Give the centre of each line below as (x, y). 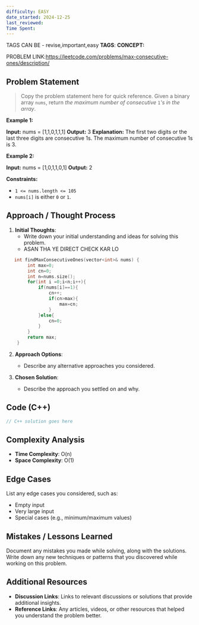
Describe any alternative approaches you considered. (89, 365)
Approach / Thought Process (61, 216)
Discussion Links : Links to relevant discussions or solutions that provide (104, 596)
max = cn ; (69, 304)
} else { (46, 315)
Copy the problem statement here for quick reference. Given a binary (105, 96)
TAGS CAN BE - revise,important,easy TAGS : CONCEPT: (75, 45)
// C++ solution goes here (40, 421)
